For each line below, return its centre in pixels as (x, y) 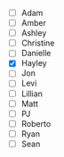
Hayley (34, 63)
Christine (38, 43)
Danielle (36, 54)
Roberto (36, 123)
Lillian (32, 94)
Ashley (34, 33)
